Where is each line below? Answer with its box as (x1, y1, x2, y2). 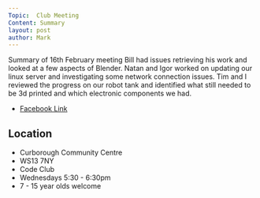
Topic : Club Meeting (8, 11, 80, 20)
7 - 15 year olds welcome (19, 181, 102, 191)
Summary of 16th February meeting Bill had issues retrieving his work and (8, 55, 247, 65)
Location (8, 127, 53, 140)
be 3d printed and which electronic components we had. (8, 88, 192, 99)
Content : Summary (8, 19, 65, 27)
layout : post (8, 26, 51, 34)
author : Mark (8, 33, 51, 42)
